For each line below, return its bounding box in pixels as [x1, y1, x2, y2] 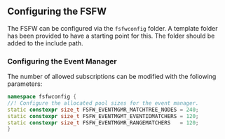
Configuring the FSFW [7, 6, 107, 17]
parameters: [7, 80, 43, 88]
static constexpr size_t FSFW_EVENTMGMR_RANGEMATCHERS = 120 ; [7, 119, 199, 126]
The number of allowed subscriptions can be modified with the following [7, 73, 217, 81]
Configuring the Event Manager [7, 56, 117, 66]
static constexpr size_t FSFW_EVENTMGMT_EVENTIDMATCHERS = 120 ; [7, 112, 199, 119]
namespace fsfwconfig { [7, 94, 77, 101]
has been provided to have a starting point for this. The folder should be [7, 31, 215, 40]
